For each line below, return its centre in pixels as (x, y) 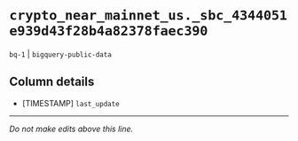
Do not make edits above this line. (71, 129)
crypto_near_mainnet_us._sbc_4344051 (149, 16)
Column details (52, 82)
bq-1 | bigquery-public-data (61, 54)
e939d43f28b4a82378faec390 (109, 31)
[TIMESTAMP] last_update (71, 103)
